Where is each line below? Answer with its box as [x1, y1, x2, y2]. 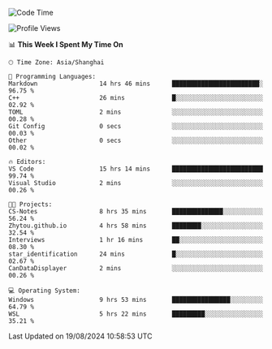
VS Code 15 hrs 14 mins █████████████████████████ [8, 165, 264, 173]
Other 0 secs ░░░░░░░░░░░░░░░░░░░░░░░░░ [8, 136, 264, 144]
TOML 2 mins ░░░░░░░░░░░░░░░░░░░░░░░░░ [8, 108, 264, 116]
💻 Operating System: [8, 287, 81, 295]
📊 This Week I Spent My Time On [8, 40, 123, 49]
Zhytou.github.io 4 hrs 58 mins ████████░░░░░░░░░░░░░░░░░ [8, 222, 264, 230]
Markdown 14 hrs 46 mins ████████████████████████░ [8, 80, 264, 88]
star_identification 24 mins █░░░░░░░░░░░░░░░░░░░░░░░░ [8, 250, 264, 258]
